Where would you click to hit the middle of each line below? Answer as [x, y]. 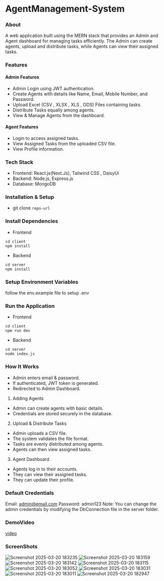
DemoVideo [20, 522]
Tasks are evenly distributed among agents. [58, 444]
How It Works [22, 367]
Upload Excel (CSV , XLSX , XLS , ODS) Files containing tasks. [77, 104]
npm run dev [18, 331]
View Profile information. [38, 149]
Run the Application [30, 306]
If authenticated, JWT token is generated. [56, 383]
